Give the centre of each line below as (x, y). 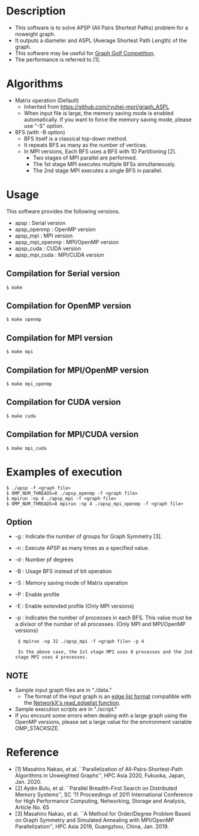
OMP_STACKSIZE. (37, 728)
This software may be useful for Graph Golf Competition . (85, 53)
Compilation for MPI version (59, 338)
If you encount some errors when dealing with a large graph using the (101, 715)
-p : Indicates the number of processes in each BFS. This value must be (103, 618)
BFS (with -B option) (40, 132)
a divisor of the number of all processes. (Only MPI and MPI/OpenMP (100, 624)
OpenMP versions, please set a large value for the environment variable (103, 722)
